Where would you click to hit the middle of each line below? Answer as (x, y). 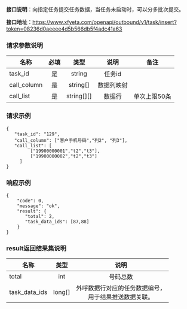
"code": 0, (30, 201)
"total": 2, (40, 216)
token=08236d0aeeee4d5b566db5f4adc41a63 (64, 29)
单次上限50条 (152, 96)
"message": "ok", (39, 206)
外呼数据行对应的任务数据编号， (121, 288)
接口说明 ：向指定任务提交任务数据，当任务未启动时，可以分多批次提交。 (95, 9)
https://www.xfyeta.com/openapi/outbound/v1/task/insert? (105, 22)
